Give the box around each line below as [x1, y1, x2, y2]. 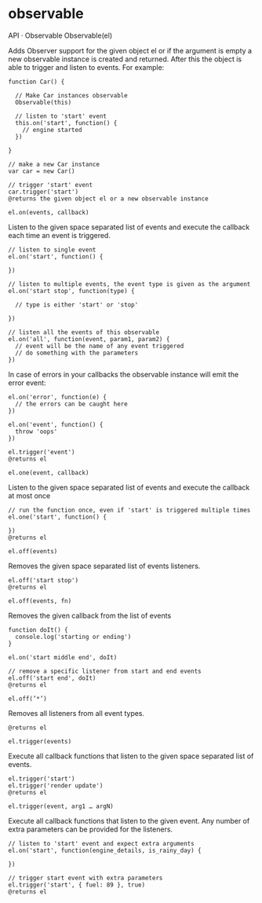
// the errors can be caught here [15, 400, 128, 408]
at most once [8, 490, 51, 500]
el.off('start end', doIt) [8, 674, 96, 682]
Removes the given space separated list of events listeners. [8, 561, 201, 571]
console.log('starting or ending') [15, 633, 132, 641]
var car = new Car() [8, 167, 76, 175]
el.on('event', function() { [8, 420, 104, 428]
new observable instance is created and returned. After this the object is [8, 54, 242, 64]
